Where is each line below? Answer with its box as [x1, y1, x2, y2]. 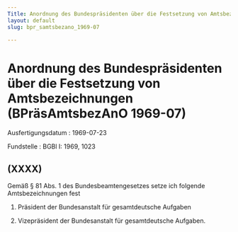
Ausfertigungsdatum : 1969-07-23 [7, 129, 108, 137]
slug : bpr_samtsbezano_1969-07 [7, 23, 100, 30]
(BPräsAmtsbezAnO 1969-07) [7, 105, 186, 121]
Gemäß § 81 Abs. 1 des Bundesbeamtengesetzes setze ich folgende [7, 182, 205, 190]
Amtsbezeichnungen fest [7, 189, 81, 198]
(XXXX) [7, 163, 42, 175]
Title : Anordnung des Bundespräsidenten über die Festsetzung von [7, 10, 208, 18]
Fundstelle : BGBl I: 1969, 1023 [7, 142, 96, 151]
